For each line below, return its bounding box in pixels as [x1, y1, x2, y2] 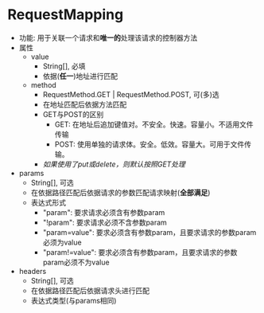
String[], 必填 [42, 61, 86, 71]
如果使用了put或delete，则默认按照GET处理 [42, 159, 186, 169]
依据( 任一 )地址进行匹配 [42, 71, 118, 80]
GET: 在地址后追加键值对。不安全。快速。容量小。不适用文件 [54, 119, 254, 129]
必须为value [42, 237, 82, 247]
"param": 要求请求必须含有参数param [42, 207, 165, 217]
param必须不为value [42, 257, 110, 267]
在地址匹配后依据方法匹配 [42, 100, 127, 109]
